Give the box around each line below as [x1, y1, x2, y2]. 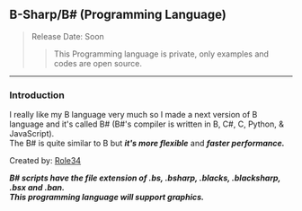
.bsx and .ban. [9, 182, 66, 193]
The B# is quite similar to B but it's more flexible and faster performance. [9, 138, 285, 149]
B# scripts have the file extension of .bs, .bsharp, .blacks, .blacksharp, [9, 172, 281, 183]
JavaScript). [9, 128, 55, 139]
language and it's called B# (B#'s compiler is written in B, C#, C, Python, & [9, 119, 285, 129]
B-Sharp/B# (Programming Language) [9, 7, 226, 22]
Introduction [9, 89, 65, 101]
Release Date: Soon [31, 31, 105, 41]
